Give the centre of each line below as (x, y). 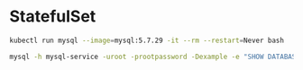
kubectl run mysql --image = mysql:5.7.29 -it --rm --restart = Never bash (147, 40)
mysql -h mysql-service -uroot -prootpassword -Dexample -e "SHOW (137, 57)
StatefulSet (53, 17)
